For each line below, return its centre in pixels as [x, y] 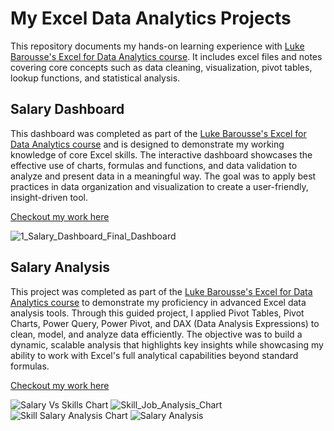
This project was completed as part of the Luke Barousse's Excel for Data [161, 291]
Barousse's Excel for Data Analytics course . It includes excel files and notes [166, 56]
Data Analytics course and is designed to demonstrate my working [147, 144]
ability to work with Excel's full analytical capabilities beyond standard [154, 355]
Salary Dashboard [67, 109]
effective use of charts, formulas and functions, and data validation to [154, 165]
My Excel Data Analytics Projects [151, 18]
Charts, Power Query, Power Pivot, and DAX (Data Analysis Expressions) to [165, 323]
